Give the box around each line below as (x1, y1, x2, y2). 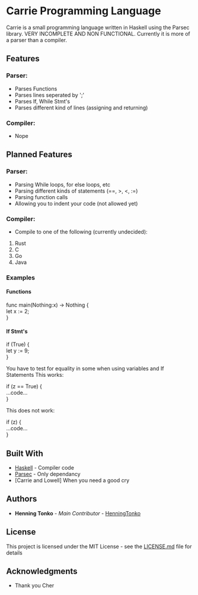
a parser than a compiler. (6, 36, 67, 43)
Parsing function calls (14, 193, 68, 200)
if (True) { (6, 341, 30, 348)
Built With (6, 448, 43, 458)
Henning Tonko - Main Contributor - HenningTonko (14, 509, 141, 517)
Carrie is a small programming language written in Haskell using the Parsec (6, 24, 190, 31)
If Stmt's (6, 328, 28, 335)
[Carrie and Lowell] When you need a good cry (14, 477, 130, 484)
